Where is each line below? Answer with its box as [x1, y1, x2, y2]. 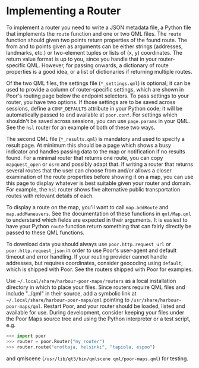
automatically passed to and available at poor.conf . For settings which [6, 111, 178, 118]
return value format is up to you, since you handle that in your [6, 55, 157, 62]
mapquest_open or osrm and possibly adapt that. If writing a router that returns [6, 161, 194, 168]
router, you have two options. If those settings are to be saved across [6, 98, 176, 105]
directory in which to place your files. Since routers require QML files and [6, 284, 185, 291]
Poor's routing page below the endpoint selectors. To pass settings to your [6, 92, 189, 99]
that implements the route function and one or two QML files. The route [6, 30, 182, 37]
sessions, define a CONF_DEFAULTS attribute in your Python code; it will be [6, 105, 183, 112]
